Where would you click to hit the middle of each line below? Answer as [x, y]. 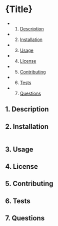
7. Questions [25, 218]
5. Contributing [29, 184]
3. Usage [19, 149]
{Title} [19, 9]
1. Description [27, 109]
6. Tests [18, 201]
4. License [22, 166]
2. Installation [27, 126]
